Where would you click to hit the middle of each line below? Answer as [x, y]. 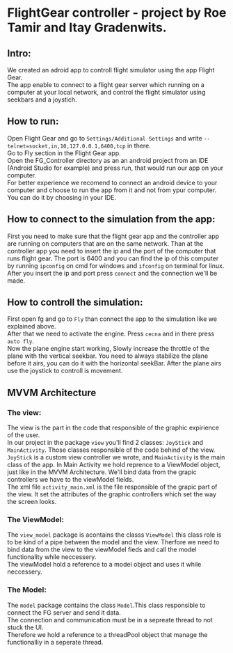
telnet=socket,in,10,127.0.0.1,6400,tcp [67, 146]
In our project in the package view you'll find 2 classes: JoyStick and [105, 443]
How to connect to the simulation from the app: [111, 220]
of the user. [24, 435]
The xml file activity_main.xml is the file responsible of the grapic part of [112, 487]
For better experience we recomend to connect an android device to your [112, 182]
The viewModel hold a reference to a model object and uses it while [104, 565]
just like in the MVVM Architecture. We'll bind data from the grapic [102, 472]
